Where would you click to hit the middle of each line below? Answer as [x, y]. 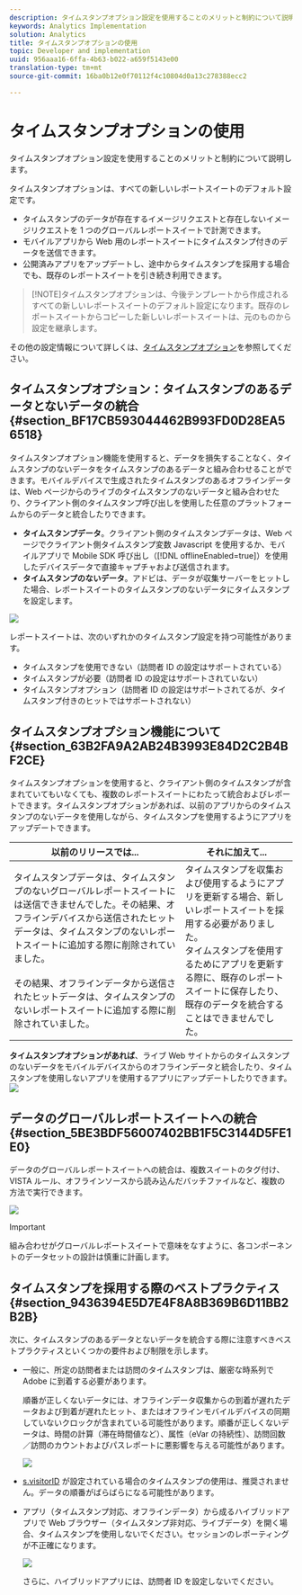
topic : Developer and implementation [80, 51]
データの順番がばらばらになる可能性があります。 [129, 1492]
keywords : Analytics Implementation [78, 26]
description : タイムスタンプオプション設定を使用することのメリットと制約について [146, 18]
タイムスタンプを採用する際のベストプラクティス [145, 1288]
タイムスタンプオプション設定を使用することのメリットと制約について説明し [151, 157]
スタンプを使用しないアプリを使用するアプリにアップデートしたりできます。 [151, 1078]
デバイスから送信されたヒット [113, 918]
